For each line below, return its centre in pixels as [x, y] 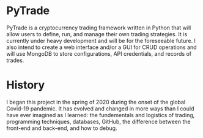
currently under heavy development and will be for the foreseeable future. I [101, 40]
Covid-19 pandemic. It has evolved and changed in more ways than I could [100, 109]
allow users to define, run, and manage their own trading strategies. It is [97, 34]
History [26, 85]
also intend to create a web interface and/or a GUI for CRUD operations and [102, 47]
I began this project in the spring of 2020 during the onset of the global [96, 102]
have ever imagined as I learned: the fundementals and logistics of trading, [101, 115]
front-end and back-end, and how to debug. [62, 128]
